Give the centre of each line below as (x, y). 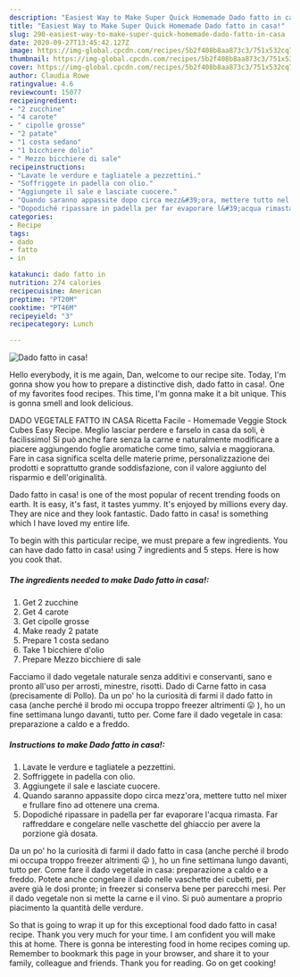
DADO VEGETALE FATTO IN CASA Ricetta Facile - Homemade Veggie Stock (148, 421)
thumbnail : (29, 59)
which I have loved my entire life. (70, 523)
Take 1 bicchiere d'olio (63, 650)
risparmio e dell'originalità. (58, 478)
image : (21, 51)
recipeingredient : (43, 100)
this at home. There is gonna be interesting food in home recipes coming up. (150, 944)
